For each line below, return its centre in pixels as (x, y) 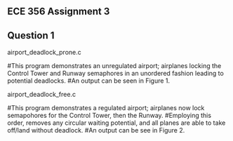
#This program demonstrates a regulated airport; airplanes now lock (106, 108)
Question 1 (31, 35)
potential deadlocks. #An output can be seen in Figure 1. (89, 81)
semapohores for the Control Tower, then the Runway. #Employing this (109, 116)
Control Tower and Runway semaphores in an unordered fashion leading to (116, 74)
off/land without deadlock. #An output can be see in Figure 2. (96, 130)
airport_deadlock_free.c (41, 95)
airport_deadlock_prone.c (45, 53)
